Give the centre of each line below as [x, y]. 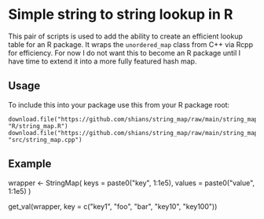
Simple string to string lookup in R [121, 15]
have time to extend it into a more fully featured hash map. [103, 61]
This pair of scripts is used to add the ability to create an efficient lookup [126, 36]
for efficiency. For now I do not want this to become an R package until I [125, 53]
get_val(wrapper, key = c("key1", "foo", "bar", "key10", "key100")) [113, 206]
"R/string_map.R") [38, 126]
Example [30, 164]
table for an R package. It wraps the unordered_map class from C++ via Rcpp [131, 44]
